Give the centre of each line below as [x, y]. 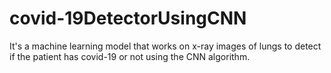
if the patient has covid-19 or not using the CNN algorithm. [130, 56]
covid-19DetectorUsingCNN [128, 18]
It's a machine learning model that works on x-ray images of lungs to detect [165, 46]
